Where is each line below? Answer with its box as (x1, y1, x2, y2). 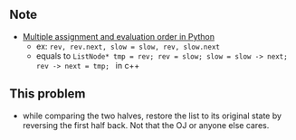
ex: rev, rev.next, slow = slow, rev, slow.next (35, 41, 220, 51)
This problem (9, 86, 86, 102)
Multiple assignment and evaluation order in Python (22, 31, 215, 42)
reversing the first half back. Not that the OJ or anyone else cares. (22, 119, 270, 130)
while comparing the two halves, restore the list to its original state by (22, 110, 282, 121)
